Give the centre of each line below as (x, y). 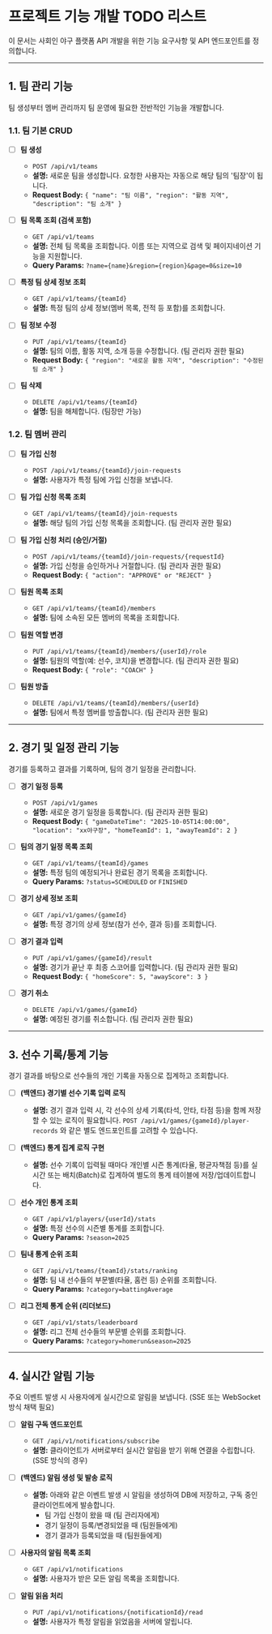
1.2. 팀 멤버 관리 (38, 435)
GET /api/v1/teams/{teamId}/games (90, 863)
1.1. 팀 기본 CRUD (40, 131)
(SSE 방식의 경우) (60, 1460)
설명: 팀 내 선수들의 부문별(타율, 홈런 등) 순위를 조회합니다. (124, 1280)
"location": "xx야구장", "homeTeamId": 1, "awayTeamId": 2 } (135, 830)
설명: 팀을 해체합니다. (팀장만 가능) (87, 411)
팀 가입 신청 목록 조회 (53, 496)
